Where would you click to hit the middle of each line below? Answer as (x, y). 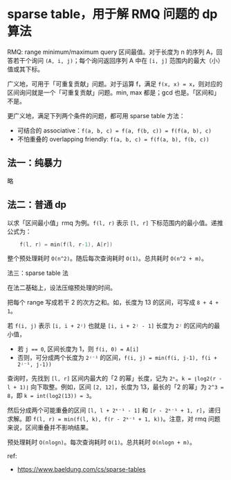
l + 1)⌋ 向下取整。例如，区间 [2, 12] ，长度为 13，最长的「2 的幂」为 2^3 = (115, 387)
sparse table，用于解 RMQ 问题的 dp (112, 14)
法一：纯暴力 (35, 163)
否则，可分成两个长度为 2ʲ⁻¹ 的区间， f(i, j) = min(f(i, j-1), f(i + (117, 358)
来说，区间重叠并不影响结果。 (49, 428)
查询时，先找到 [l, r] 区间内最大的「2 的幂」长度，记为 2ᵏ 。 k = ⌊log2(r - (115, 378)
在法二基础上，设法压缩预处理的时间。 (62, 288)
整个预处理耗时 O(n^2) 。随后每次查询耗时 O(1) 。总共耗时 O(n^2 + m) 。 (107, 258)
